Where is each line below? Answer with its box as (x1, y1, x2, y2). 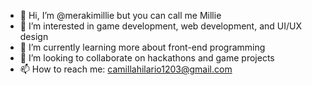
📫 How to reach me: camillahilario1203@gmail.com (19, 63, 233, 75)
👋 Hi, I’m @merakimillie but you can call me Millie (19, 10, 222, 21)
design (19, 31, 49, 42)
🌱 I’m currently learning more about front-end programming (19, 41, 266, 53)
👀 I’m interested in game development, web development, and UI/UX (19, 20, 302, 32)
